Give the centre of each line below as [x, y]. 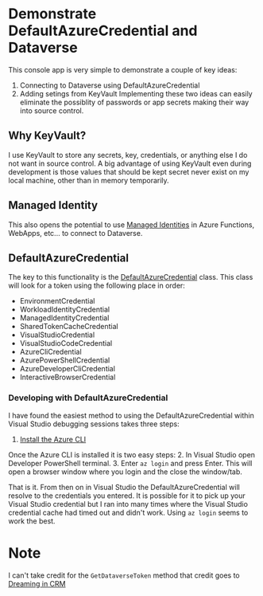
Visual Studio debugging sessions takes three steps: [94, 424]
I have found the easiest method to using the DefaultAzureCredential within [131, 415]
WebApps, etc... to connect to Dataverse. [75, 233]
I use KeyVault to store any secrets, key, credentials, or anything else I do [128, 155]
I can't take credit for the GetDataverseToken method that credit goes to [124, 575]
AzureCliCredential [50, 352]
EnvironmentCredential [57, 301]
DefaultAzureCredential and [103, 31]
